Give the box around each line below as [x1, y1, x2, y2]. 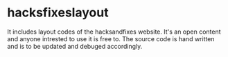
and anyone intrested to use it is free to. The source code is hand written [7, 34, 215, 43]
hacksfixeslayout [7, 5, 109, 21]
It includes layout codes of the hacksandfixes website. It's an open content [7, 27, 221, 36]
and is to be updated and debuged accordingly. [7, 42, 143, 50]
